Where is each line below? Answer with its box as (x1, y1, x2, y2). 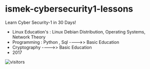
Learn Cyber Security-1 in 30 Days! (5, 19, 76, 25)
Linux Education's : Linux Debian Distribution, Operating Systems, (12, 29, 146, 34)
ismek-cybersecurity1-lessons (5, 3, 134, 15)
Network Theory (12, 34, 46, 40)
